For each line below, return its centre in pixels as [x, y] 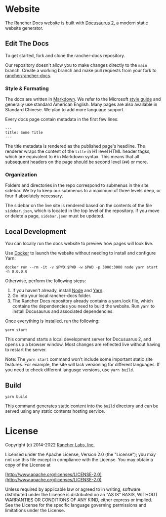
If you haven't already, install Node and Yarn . [58, 291]
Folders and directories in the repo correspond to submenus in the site [77, 185]
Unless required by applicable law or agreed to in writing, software [73, 489]
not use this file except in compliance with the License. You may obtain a [79, 459]
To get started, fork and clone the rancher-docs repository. [65, 55]
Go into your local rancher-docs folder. [52, 296]
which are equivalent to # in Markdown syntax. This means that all [72, 157]
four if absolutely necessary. [34, 196]
